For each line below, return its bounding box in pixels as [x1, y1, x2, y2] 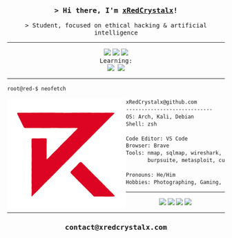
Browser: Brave [126, 142, 170, 150]
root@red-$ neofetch [7, 86, 67, 92]
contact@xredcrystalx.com [64, 223, 168, 232]
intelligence [94, 29, 138, 37]
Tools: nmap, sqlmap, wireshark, [126, 150, 222, 157]
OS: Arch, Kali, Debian [126, 113, 195, 120]
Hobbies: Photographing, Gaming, [126, 179, 222, 186]
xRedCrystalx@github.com [126, 99, 197, 106]
